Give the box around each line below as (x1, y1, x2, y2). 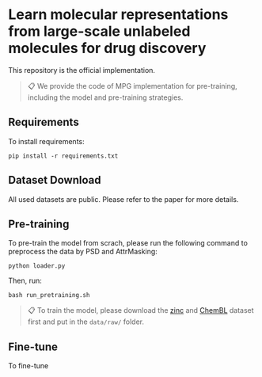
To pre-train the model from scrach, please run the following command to (8, 238, 248, 248)
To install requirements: (8, 136, 85, 146)
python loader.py (8, 262, 66, 270)
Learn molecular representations (8, 6, 229, 24)
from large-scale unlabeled (8, 22, 191, 40)
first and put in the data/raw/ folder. (27, 317, 145, 326)
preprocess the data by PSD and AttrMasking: (8, 247, 158, 257)
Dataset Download (8, 173, 101, 187)
